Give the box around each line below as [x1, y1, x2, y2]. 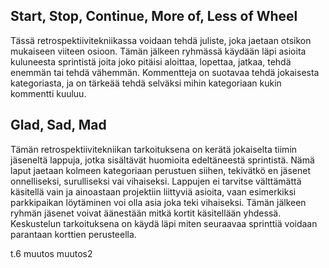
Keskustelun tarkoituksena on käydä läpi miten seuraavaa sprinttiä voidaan [10, 217, 318, 229]
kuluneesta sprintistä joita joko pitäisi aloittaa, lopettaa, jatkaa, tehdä [10, 55, 292, 68]
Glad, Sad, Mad [10, 117, 107, 134]
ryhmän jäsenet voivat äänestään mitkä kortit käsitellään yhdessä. [10, 207, 282, 219]
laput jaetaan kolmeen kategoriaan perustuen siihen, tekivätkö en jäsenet [10, 164, 311, 176]
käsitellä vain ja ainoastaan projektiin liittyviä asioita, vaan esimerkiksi [10, 185, 297, 198]
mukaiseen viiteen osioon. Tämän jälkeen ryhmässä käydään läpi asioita [10, 45, 307, 57]
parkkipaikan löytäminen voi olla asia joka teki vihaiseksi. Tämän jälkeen [10, 196, 307, 208]
